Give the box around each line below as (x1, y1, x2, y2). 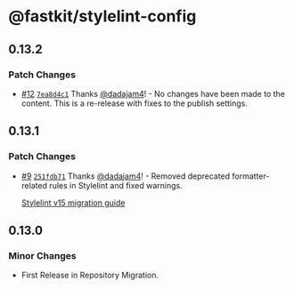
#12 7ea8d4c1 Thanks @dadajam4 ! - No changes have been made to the (20, 88, 286, 99)
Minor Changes (8, 249, 77, 261)
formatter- (232, 171, 270, 181)
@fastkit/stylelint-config (8, 6, 197, 27)
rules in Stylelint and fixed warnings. (49, 180, 184, 190)
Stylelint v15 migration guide (20, 197, 126, 208)
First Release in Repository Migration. (20, 269, 159, 281)
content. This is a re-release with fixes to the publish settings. (20, 98, 249, 108)
